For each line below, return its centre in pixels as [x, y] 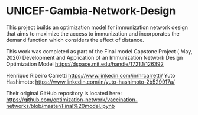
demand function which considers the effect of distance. [75, 40]
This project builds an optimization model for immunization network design [97, 27]
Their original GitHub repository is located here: [64, 93]
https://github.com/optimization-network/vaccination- [72, 100]
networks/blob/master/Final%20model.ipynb [61, 106]
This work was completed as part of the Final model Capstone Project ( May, [99, 51]
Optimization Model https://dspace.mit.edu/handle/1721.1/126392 [85, 64]
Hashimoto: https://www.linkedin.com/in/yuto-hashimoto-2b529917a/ [91, 82]
